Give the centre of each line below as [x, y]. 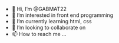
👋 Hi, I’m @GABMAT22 [39, 9]
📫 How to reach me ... [39, 34]
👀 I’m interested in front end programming [62, 15]
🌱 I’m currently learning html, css [52, 21]
